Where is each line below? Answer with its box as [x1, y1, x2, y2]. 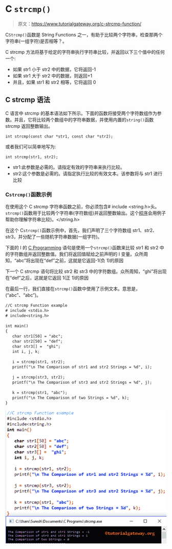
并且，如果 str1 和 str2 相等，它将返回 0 [12, 79, 96, 85]
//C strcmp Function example [5, 303, 68, 308]
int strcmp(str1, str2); [5, 154, 58, 160]
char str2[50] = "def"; [12, 339, 63, 344]
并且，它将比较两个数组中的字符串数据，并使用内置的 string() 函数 [14, 116, 154, 123]
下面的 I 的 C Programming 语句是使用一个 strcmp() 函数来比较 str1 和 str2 [5, 245, 159, 251]
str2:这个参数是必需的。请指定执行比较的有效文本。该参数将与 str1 [12, 170, 153, 177]
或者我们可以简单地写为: [5, 143, 56, 149]
